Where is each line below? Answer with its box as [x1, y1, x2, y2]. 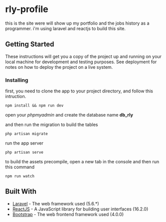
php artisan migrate [5, 132, 48, 137]
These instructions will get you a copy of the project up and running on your [5, 53, 161, 59]
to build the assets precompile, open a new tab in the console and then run [5, 159, 159, 165]
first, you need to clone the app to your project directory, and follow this [5, 88, 153, 94]
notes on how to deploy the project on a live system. [5, 64, 113, 70]
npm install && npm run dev [5, 103, 64, 108]
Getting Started [5, 40, 54, 49]
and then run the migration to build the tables [5, 122, 98, 128]
